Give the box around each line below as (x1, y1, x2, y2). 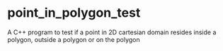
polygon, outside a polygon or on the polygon (7, 35, 140, 43)
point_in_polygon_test (7, 5, 141, 21)
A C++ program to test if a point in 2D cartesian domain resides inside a (7, 28, 217, 36)
